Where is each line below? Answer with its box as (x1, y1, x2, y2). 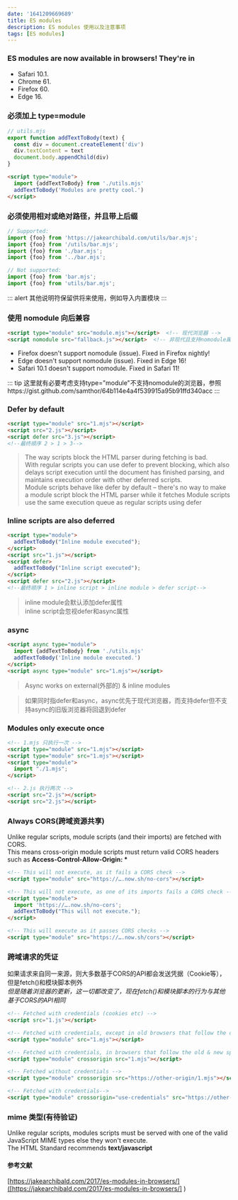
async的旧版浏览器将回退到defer (30, 705, 127, 714)
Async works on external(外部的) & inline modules (24, 681, 171, 690)
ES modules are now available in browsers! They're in (7, 54, 195, 64)
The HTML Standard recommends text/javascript (7, 1144, 153, 1153)
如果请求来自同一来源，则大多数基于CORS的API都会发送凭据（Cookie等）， (7, 969, 226, 978)
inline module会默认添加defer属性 (24, 598, 123, 606)
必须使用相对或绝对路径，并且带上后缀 (7, 211, 138, 221)
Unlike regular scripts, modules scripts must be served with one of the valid (7, 1128, 228, 1137)
